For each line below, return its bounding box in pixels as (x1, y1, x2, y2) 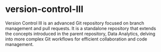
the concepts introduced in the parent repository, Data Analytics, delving (5, 30, 155, 36)
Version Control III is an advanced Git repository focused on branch (5, 20, 144, 26)
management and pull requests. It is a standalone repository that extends (5, 25, 156, 31)
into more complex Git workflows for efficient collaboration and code (5, 36, 147, 42)
